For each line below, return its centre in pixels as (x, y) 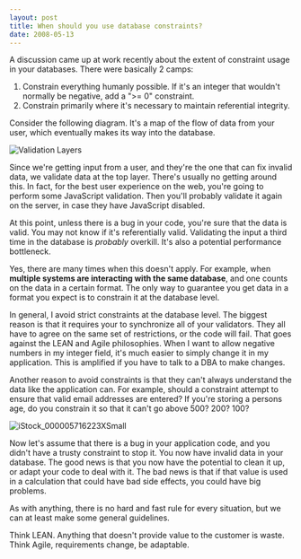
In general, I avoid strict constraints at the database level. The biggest (138, 315)
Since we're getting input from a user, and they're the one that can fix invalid (151, 168)
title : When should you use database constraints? (106, 26)
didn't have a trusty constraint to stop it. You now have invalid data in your (146, 453)
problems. (28, 491)
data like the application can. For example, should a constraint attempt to (144, 389)
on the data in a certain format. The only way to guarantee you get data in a (149, 288)
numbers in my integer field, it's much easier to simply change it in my (139, 353)
